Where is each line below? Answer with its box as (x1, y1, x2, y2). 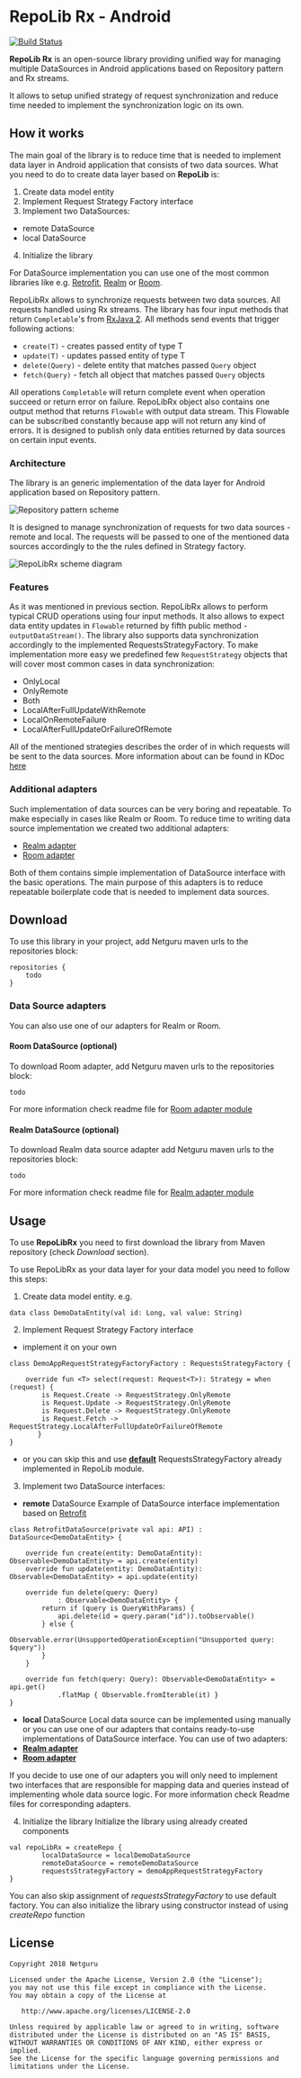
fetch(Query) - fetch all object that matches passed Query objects (22, 369, 265, 380)
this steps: (9, 1273, 48, 1284)
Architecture (9, 456, 66, 469)
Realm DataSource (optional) (9, 1124, 120, 1135)
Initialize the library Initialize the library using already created (22, 1816, 248, 1827)
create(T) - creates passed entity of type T (22, 340, 183, 351)
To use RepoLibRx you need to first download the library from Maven (9, 1236, 266, 1248)
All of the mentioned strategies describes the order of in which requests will (9, 741, 290, 753)
